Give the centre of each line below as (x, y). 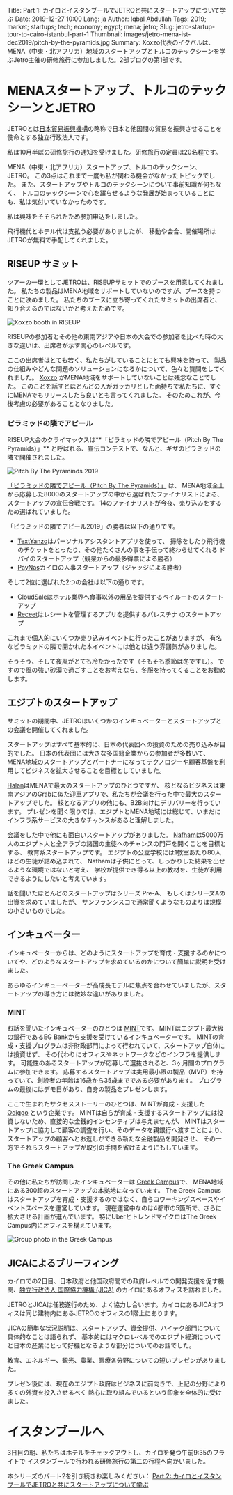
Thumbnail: (106, 34)
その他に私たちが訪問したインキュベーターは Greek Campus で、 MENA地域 (115, 1182)
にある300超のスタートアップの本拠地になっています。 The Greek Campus (114, 1191)
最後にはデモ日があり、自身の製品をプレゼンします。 (95, 1089)
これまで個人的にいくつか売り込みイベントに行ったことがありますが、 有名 (115, 638)
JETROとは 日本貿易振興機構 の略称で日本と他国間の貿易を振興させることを (115, 128)
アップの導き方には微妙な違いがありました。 (83, 994)
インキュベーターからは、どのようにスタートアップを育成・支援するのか (111, 953)
